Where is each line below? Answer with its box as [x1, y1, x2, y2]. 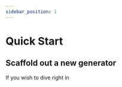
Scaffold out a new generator [5, 58, 117, 69]
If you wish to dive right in [5, 74, 69, 81]
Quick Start [5, 34, 63, 48]
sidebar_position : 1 [5, 8, 57, 15]
